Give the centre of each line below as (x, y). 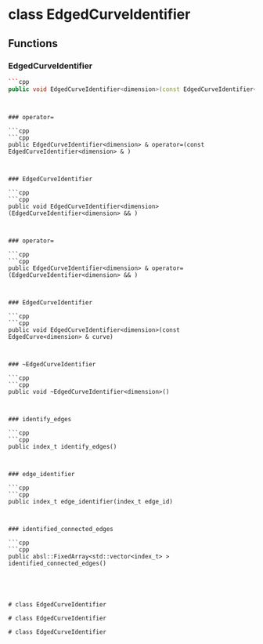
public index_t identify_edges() (63, 446)
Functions (33, 44)
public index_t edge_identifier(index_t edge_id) (91, 501)
